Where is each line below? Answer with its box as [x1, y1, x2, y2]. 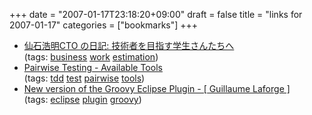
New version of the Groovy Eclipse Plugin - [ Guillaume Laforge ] [23, 83, 291, 94]
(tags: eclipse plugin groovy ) [23, 94, 142, 105]
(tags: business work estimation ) [23, 51, 159, 63]
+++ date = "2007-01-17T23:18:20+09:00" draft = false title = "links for [9, 9, 303, 20]
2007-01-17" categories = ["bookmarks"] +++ [9, 19, 199, 31]
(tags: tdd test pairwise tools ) [23, 72, 146, 84]
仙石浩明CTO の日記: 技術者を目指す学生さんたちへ [23, 40, 235, 51]
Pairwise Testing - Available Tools [23, 62, 163, 73]
